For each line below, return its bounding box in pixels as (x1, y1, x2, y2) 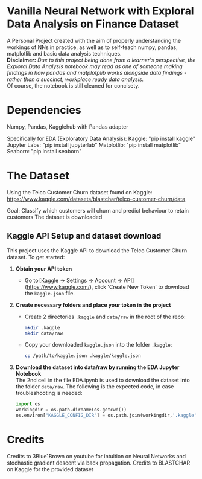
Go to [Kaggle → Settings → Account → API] (24, 277, 134, 284)
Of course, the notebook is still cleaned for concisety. (7, 82, 140, 89)
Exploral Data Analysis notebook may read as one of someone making (7, 62, 183, 70)
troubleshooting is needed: (15, 390, 83, 397)
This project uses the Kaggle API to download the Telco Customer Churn (7, 246, 188, 254)
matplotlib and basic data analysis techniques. (7, 50, 122, 57)
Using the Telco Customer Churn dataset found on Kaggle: (7, 188, 153, 196)
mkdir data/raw (24, 330, 63, 336)
